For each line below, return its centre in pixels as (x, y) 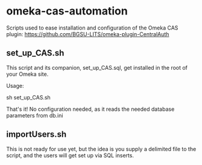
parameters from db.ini (35, 115)
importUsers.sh (36, 135)
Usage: (15, 86)
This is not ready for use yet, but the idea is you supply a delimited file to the (101, 149)
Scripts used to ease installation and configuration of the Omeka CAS (92, 28)
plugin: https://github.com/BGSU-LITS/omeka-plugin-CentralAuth (88, 34)
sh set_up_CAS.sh (29, 97)
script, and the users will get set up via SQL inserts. (70, 155)
